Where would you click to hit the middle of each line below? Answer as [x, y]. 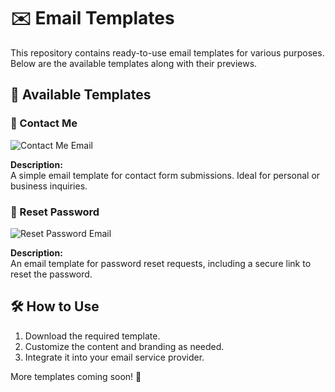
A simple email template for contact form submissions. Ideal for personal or [165, 175]
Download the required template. [92, 336]
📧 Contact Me [44, 123]
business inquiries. [49, 186]
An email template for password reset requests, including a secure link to [161, 263]
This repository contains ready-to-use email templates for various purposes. [167, 52]
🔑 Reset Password [55, 212]
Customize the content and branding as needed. [124, 346]
